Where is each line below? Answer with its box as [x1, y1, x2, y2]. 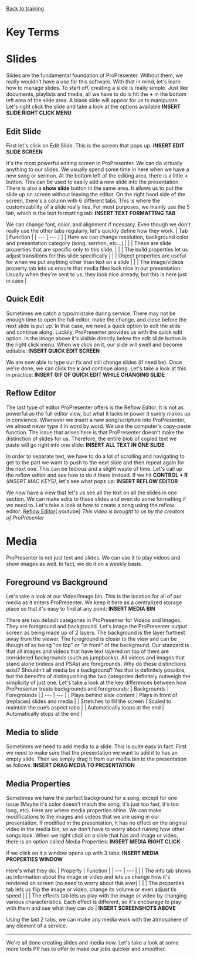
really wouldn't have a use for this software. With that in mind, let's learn [6, 78, 181, 85]
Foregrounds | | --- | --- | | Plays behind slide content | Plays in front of [6, 692, 178, 699]
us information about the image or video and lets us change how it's [6, 873, 171, 880]
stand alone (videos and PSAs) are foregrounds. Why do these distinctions [6, 661, 186, 668]
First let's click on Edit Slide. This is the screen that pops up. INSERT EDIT [6, 142, 185, 149]
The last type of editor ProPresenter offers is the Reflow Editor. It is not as [6, 404, 184, 411]
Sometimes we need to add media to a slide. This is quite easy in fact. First [6, 743, 187, 750]
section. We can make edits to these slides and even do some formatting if [6, 495, 186, 502]
